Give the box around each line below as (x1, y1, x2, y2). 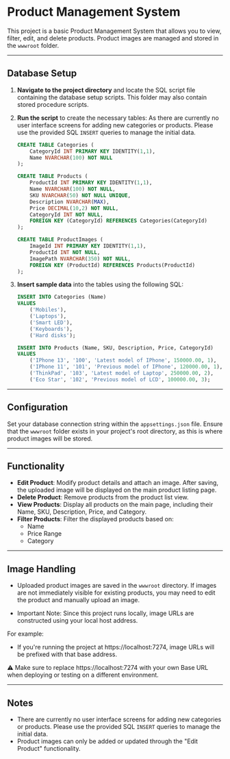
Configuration (7, 401, 68, 413)
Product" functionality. (16, 745, 81, 752)
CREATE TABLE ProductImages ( (16, 236, 104, 243)
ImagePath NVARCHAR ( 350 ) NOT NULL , (29, 255, 131, 262)
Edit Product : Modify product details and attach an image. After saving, (16, 479, 219, 487)
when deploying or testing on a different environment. (7, 671, 159, 679)
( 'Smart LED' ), (29, 319, 73, 326)
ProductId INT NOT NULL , (29, 249, 101, 256)
